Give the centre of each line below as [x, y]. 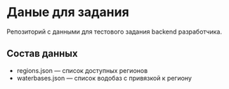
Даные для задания [68, 12]
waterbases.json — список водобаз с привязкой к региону [104, 78]
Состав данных [42, 54]
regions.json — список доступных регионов [82, 70]
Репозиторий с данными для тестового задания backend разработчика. [115, 32]
